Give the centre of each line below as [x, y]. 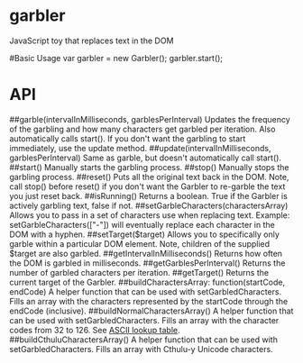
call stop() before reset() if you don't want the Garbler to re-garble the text [147, 186]
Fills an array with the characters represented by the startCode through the [149, 301]
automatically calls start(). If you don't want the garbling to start [128, 138]
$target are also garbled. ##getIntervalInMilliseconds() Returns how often [146, 253]
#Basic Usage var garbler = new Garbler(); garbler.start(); [116, 58]
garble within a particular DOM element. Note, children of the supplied [140, 243]
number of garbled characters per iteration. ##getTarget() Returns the [139, 272]
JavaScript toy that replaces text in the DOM [92, 41]
